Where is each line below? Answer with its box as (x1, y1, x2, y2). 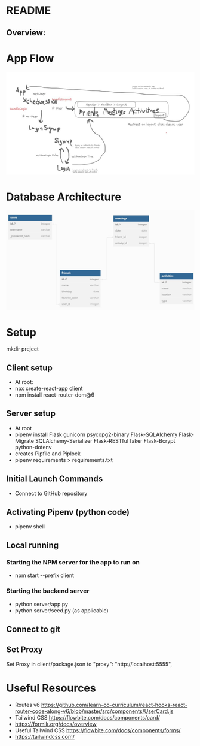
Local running (6, 540, 59, 550)
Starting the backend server (6, 587, 90, 595)
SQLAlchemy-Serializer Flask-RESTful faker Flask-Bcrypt (35, 437, 176, 444)
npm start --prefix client (14, 572, 75, 579)
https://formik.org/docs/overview (14, 720, 97, 727)
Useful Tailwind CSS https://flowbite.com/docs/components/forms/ (14, 726, 181, 734)
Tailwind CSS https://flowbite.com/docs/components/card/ (14, 714, 160, 721)
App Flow (6, 52, 54, 65)
